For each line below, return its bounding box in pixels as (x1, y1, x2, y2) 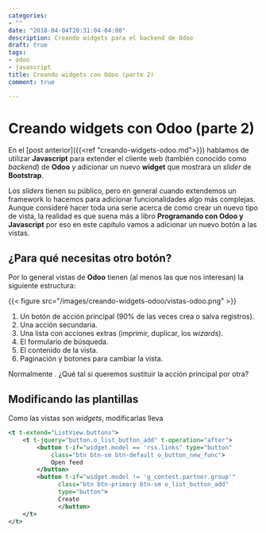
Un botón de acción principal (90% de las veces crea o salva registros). (19, 311, 255, 322)
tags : (8, 48, 26, 56)
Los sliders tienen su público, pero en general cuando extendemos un (8, 186, 237, 195)
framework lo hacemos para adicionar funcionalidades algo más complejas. (8, 195, 256, 204)
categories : (8, 11, 48, 20)
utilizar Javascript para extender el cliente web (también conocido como (8, 154, 247, 164)
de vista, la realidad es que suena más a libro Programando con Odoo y (8, 211, 244, 221)
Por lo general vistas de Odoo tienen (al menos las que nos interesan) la (8, 272, 245, 282)
